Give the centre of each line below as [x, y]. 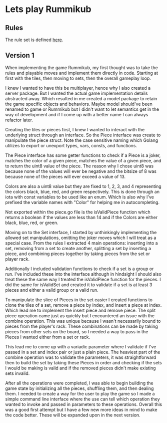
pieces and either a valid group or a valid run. [52, 290]
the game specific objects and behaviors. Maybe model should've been [79, 104]
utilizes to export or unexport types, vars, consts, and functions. [71, 145]
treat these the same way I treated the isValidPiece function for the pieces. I [83, 279]
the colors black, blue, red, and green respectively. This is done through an [82, 191]
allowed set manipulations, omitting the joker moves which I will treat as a [81, 238]
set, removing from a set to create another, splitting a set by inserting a [78, 248]
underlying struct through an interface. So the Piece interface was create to [83, 135]
